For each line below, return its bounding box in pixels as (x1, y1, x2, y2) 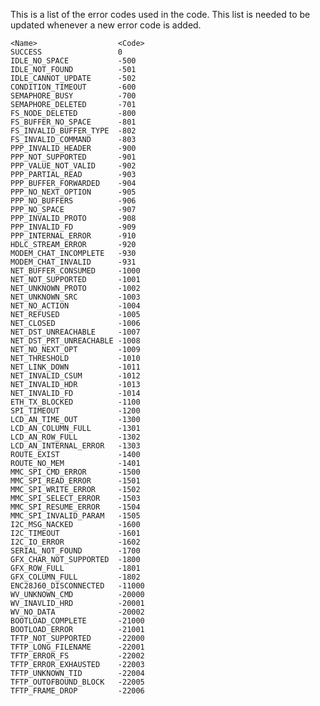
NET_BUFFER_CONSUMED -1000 (10, 266, 141, 276)
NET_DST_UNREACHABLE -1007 (10, 327, 141, 337)
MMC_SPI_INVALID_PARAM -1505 (10, 511, 141, 521)
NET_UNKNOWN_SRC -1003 (10, 292, 141, 302)
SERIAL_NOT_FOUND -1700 (10, 546, 141, 556)
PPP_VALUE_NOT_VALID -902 (10, 161, 137, 171)
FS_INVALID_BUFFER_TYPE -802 (10, 126, 137, 136)
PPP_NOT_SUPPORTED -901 (10, 152, 137, 162)
